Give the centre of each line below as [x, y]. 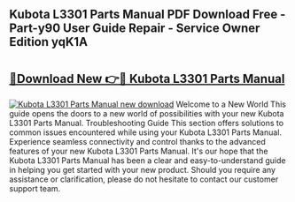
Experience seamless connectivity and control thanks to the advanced [137, 142]
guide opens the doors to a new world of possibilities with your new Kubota [147, 113]
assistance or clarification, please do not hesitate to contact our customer [144, 179]
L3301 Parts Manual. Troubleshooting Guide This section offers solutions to [147, 123]
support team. [35, 188]
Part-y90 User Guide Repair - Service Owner [135, 29]
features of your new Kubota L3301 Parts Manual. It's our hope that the [139, 151]
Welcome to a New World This [231, 104]
